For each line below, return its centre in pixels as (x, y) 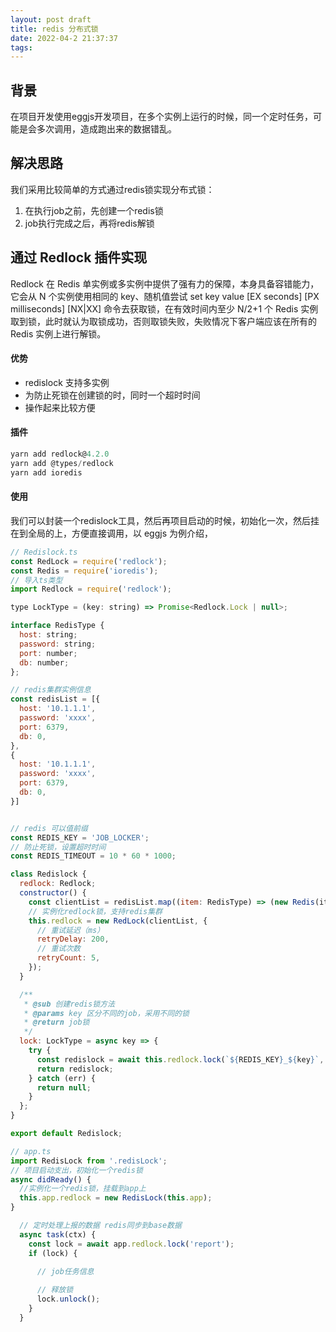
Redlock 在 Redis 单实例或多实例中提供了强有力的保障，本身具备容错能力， (165, 283)
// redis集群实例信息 (51, 690)
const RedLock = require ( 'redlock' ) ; (89, 561)
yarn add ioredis (46, 472)
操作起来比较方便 (60, 407)
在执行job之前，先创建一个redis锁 (94, 210)
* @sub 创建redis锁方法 (69, 1004)
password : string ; (58, 644)
